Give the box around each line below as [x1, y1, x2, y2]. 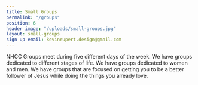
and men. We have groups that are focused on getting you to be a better [6, 66, 184, 72]
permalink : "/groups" [6, 14, 60, 20]
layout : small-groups [6, 31, 60, 37]
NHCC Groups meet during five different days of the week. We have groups [6, 53, 193, 60]
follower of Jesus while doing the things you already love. [6, 72, 148, 79]
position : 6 [6, 20, 36, 26]
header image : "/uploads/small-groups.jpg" [6, 25, 117, 32]
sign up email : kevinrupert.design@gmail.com [6, 37, 121, 42]
